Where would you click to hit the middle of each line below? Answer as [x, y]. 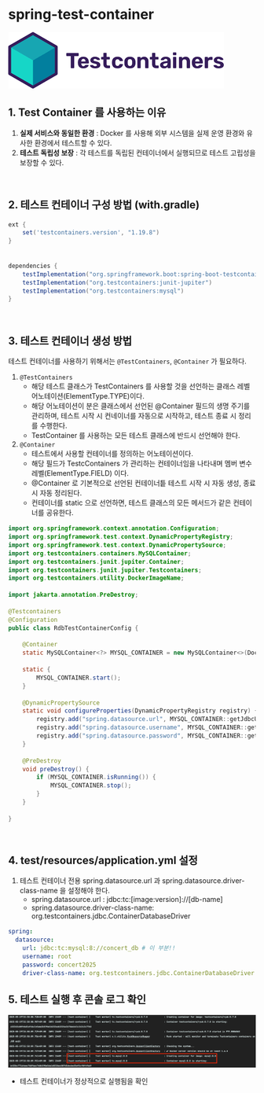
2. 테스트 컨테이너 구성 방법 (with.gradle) [104, 205]
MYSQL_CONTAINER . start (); [79, 678]
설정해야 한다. [89, 891]
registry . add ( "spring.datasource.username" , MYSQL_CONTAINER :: [142, 728]
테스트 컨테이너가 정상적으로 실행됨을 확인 [84, 1081]
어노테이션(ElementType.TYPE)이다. [88, 396]
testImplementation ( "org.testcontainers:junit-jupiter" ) [117, 282]
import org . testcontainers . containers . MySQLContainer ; [100, 553]
